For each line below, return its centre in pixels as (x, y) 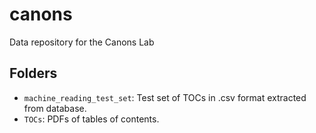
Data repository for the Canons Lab (82, 42)
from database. (55, 108)
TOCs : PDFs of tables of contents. (91, 119)
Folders (33, 73)
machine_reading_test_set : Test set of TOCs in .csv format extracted (165, 97)
